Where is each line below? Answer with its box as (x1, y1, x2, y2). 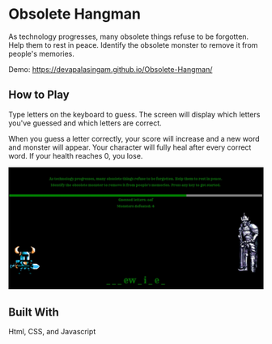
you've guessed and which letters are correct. (8, 118, 162, 128)
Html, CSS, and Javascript (8, 327, 96, 337)
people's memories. (8, 49, 75, 58)
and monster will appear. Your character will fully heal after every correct (8, 142, 252, 152)
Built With (8, 305, 59, 319)
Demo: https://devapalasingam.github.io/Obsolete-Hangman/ (8, 64, 213, 74)
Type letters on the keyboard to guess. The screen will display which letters (8, 109, 261, 119)
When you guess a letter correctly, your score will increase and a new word (8, 134, 261, 143)
